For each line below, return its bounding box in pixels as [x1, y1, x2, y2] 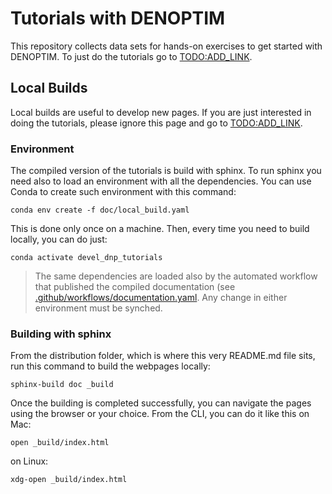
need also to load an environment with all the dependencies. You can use [10, 175, 312, 187]
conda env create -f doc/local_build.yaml [10, 205, 190, 216]
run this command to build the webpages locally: [10, 360, 211, 372]
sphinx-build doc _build [10, 380, 114, 390]
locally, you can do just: [10, 233, 108, 246]
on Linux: [10, 455, 49, 467]
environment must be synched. [34, 302, 163, 314]
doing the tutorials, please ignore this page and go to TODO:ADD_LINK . [10, 117, 303, 129]
